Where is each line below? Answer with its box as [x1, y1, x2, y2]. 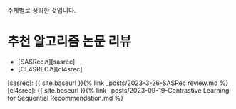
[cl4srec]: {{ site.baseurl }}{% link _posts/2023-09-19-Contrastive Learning [7, 86, 230, 94]
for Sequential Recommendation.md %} [7, 93, 123, 102]
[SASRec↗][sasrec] [17, 57, 76, 66]
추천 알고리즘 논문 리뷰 [7, 34, 132, 50]
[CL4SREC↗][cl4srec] [17, 64, 83, 73]
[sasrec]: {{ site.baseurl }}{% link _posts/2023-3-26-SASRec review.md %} [7, 79, 229, 87]
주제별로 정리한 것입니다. [7, 6, 76, 14]
